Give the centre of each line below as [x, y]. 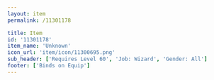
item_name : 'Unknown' [39, 46]
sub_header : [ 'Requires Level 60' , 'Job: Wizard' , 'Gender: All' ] [107, 59]
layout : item [27, 14]
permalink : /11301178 [39, 20]
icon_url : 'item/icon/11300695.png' [61, 53]
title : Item [25, 33]
